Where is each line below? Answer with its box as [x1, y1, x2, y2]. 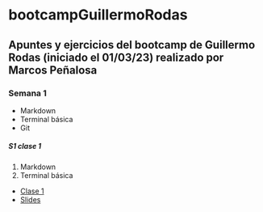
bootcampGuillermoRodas [8, 6, 188, 24]
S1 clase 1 [8, 142, 42, 151]
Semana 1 [8, 87, 47, 99]
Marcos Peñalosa [8, 63, 98, 77]
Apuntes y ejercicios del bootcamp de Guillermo [8, 38, 256, 52]
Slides [19, 194, 41, 204]
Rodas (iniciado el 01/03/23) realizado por [8, 50, 224, 64]
